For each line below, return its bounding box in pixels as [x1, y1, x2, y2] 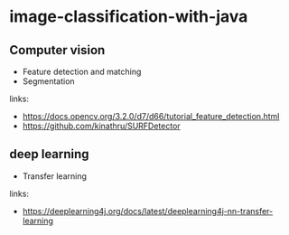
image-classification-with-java [9, 6, 248, 27]
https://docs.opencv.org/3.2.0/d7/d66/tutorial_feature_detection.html [22, 111, 280, 121]
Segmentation [22, 76, 75, 87]
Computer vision [9, 42, 106, 58]
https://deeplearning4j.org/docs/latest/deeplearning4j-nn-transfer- [22, 205, 274, 216]
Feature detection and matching [22, 66, 142, 77]
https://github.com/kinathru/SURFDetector [22, 120, 181, 131]
